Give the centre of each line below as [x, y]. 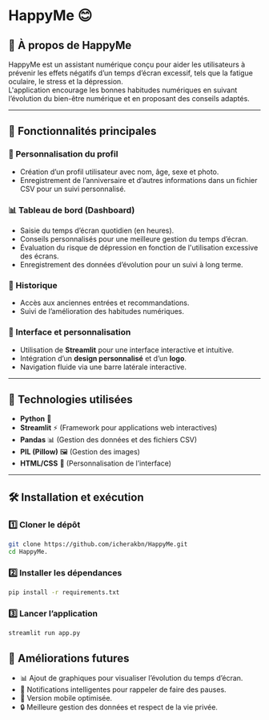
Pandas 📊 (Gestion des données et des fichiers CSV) [108, 440]
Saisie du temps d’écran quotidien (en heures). [97, 230]
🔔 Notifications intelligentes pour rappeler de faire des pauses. [123, 689]
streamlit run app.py [44, 633]
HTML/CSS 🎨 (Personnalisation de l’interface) [96, 463]
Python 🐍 [36, 419]
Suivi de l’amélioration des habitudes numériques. [102, 311]
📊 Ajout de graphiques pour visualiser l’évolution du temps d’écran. [131, 677]
